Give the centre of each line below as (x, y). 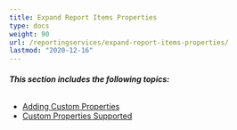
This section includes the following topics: (90, 79)
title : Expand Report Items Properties (83, 17)
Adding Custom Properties (71, 107)
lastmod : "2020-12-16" (51, 51)
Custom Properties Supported (77, 116)
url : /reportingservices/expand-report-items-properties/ (119, 42)
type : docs (29, 26)
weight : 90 (29, 34)
